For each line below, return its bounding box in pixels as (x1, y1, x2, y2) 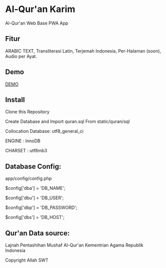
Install (5, 95, 25, 104)
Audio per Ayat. (5, 53, 38, 59)
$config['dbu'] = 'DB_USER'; (5, 195, 64, 201)
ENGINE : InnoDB (5, 138, 41, 144)
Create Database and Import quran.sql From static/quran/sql (5, 119, 130, 125)
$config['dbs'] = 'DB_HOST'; (5, 214, 65, 220)
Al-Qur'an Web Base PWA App (5, 20, 69, 26)
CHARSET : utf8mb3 (5, 148, 48, 154)
